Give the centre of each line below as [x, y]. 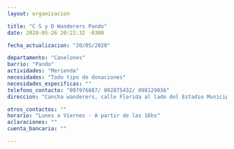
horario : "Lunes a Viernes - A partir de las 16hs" [84, 116]
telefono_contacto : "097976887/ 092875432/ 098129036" [88, 90]
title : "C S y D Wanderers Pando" [57, 26]
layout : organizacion [39, 14]
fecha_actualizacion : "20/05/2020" [59, 45]
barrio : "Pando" [31, 64]
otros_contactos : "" [37, 109]
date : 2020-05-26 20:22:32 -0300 [56, 33]
